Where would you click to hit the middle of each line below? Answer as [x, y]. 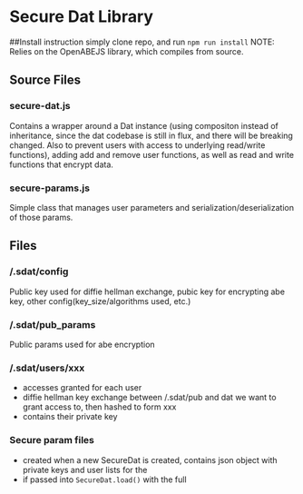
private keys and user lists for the [85, 469]
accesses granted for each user [82, 388]
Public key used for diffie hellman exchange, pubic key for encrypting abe [147, 291]
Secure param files [52, 440]
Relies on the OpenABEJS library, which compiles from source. [127, 51]
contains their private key [70, 417]
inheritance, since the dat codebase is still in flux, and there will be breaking [151, 135]
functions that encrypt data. [61, 164]
